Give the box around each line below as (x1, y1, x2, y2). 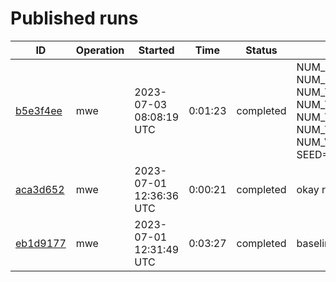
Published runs (10, 7, 139, 30)
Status (245, 43, 278, 57)
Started (138, 43, 175, 57)
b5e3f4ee (15, 103, 63, 117)
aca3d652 (15, 182, 65, 196)
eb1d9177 (15, 236, 67, 250)
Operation (75, 43, 125, 57)
